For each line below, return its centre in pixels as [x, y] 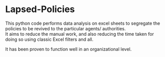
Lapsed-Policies [40, 9]
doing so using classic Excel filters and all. [49, 39]
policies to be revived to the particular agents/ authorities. [66, 28]
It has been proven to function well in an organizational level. [69, 49]
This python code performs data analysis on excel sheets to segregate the [83, 23]
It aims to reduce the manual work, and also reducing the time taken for [80, 34]
